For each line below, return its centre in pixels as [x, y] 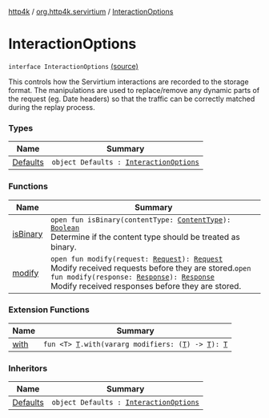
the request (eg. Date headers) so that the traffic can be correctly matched [132, 99]
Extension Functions [49, 310]
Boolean [65, 227]
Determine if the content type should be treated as [145, 237]
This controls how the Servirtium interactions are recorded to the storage [129, 81]
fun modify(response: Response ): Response [132, 277]
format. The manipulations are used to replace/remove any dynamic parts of [134, 90]
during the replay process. [52, 107]
